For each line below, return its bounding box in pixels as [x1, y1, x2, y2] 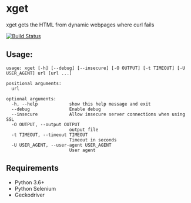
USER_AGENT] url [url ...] [6, 70, 72, 76]
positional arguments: [6, 80, 62, 86]
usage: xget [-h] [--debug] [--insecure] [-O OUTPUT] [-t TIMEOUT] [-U [6, 65, 185, 71]
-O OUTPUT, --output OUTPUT [11, 121, 81, 127]
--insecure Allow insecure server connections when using [11, 111, 185, 117]
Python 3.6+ [14, 178, 45, 186]
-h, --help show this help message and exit [11, 101, 151, 107]
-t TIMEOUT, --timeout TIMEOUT [11, 131, 88, 138]
